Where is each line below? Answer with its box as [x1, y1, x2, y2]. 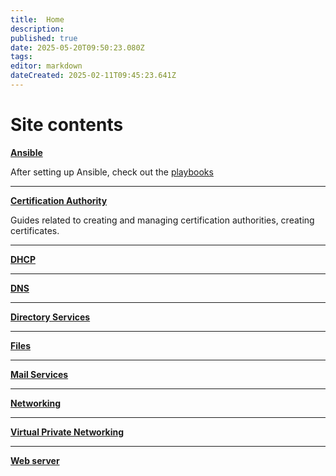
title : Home [10, 14, 65, 25]
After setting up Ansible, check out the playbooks [10, 166, 214, 178]
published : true [10, 33, 78, 43]
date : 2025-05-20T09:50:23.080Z [10, 42, 145, 53]
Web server [10, 454, 60, 466]
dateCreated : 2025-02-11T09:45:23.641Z [10, 71, 177, 81]
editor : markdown [10, 61, 83, 71]
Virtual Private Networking [10, 426, 125, 438]
